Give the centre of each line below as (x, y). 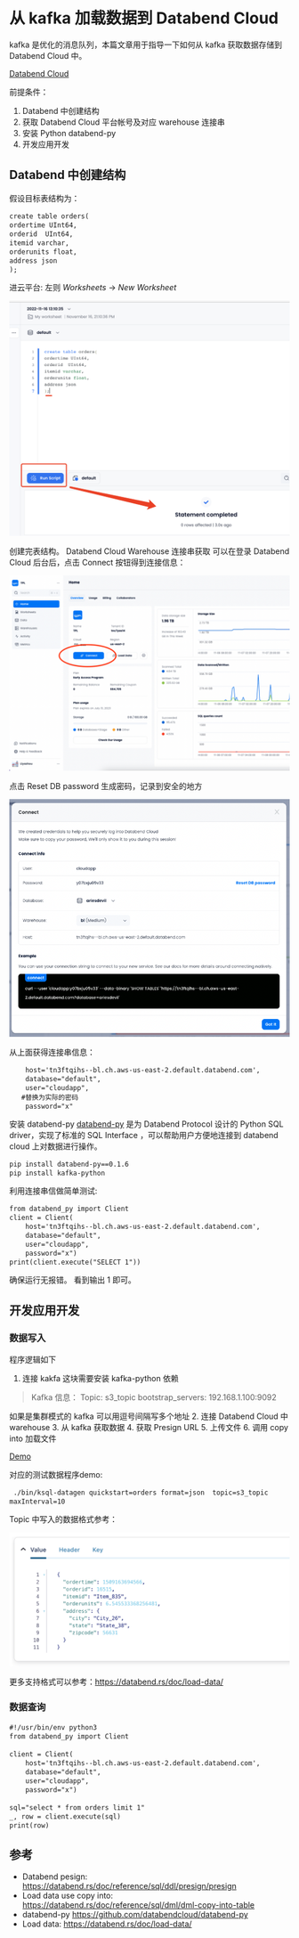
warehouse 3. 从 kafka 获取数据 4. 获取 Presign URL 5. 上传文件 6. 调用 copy (149, 1427)
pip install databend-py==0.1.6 (69, 1164)
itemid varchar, (39, 243)
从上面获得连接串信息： (52, 1052)
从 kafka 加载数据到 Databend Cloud (144, 18)
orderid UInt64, (41, 234)
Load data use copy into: (68, 1896)
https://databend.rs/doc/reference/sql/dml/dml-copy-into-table (138, 1905)
